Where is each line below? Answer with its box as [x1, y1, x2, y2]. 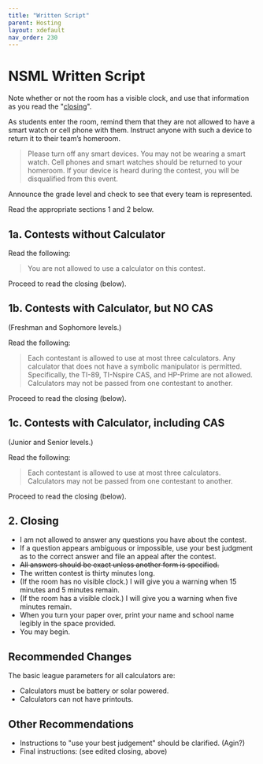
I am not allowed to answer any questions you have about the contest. [19, 535, 247, 544]
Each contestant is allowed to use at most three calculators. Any [27, 353, 236, 362]
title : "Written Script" [8, 11, 90, 20]
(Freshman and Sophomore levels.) [8, 322, 122, 332]
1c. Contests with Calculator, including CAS [8, 417, 225, 430]
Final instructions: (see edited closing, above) [19, 747, 168, 756]
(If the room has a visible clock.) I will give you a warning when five [19, 594, 238, 603]
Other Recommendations [8, 718, 134, 731]
